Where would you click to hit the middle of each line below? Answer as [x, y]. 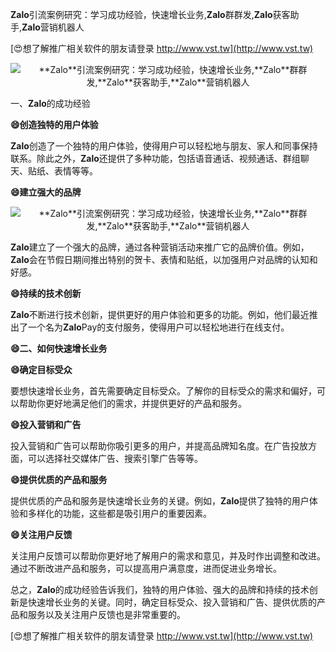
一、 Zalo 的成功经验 [50, 103]
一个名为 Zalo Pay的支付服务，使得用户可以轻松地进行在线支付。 [158, 327]
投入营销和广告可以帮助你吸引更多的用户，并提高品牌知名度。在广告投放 [159, 446]
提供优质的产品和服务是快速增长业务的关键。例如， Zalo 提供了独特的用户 [160, 501]
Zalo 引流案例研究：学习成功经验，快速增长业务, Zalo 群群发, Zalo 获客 [150, 14]
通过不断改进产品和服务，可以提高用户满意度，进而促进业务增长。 [146, 568]
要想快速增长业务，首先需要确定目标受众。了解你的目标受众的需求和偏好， [163, 391]
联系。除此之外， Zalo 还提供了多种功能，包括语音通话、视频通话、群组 [155, 158]
